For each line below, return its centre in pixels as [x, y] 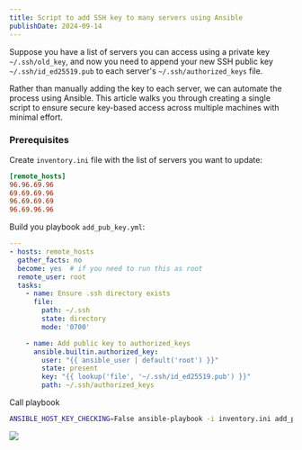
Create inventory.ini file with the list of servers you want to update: [136, 159]
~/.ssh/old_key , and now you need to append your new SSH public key [142, 61]
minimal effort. [36, 117]
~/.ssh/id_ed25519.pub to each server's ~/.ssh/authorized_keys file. [136, 71]
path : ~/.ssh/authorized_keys [98, 385]
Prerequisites [39, 140]
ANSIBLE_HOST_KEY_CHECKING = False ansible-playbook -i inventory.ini [140, 419]
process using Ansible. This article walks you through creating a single [140, 98]
